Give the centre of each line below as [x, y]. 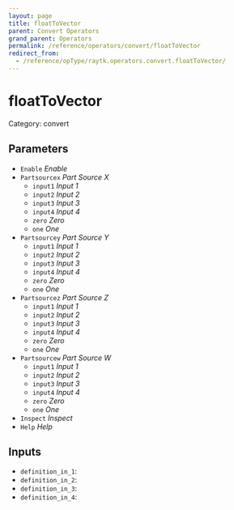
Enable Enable [44, 168]
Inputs [25, 452]
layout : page [30, 16]
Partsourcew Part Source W [66, 358]
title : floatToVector [45, 23]
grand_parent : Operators [50, 38]
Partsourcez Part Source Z [64, 297]
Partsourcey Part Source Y [64, 237]
